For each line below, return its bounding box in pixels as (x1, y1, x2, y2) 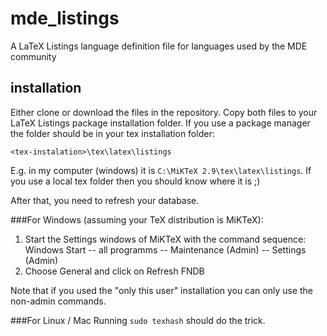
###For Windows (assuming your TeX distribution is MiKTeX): (10, 213, 264, 226)
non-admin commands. (10, 295, 107, 307)
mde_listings (10, 7, 120, 30)
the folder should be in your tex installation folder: (10, 127, 215, 139)
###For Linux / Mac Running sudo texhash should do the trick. (10, 314, 266, 326)
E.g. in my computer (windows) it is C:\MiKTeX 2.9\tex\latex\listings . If (10, 164, 312, 176)
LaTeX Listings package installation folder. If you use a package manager (10, 117, 311, 129)
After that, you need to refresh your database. (10, 194, 200, 206)
